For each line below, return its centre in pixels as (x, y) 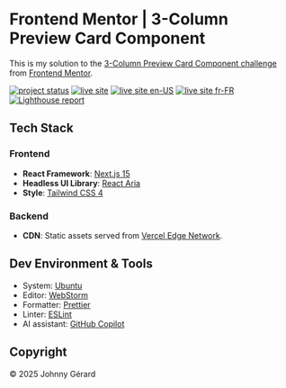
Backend (29, 216)
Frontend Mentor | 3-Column (119, 19)
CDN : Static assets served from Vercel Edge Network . (122, 235)
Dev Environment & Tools (81, 264)
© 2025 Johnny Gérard (53, 374)
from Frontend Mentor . (51, 73)
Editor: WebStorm (55, 295)
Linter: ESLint (47, 314)
